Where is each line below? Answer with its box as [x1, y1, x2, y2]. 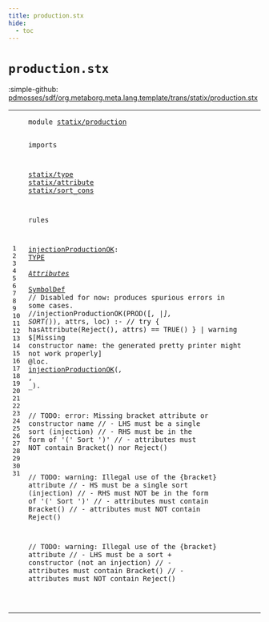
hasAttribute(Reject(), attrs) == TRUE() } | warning [27, 325, 238, 335]
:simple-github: [8, 85, 58, 94]
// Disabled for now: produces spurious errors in [27, 293, 226, 303]
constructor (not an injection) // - [27, 558, 172, 568]
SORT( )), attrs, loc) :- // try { [27, 317, 160, 327]
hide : [8, 19, 26, 27]
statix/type [27, 170, 74, 179]
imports [27, 140, 58, 149]
